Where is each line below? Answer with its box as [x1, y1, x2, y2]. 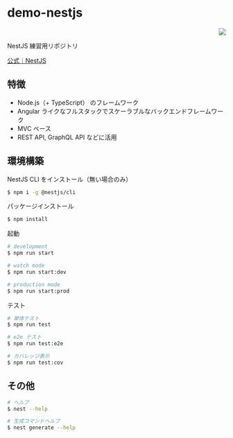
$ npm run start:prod [7, 288, 70, 295]
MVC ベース [17, 124, 52, 132]
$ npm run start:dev [7, 268, 67, 275]
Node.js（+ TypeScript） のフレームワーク [17, 98, 139, 107]
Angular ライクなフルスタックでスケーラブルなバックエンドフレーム [17, 107, 212, 115]
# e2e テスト [7, 334, 42, 341]
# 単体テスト [7, 315, 40, 322]
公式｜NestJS [7, 56, 46, 64]
